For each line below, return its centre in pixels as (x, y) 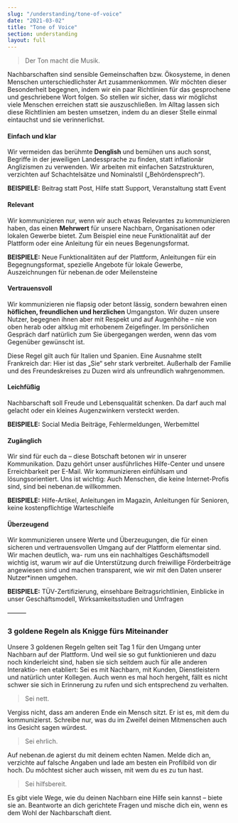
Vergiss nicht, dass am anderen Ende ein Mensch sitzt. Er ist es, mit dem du (118, 712)
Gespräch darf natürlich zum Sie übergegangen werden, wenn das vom (112, 334)
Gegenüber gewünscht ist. (46, 341)
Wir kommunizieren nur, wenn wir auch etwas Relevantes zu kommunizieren (119, 221)
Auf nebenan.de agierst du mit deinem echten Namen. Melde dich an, (109, 755)
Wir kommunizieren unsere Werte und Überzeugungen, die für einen (108, 540)
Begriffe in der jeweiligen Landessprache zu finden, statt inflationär (106, 159)
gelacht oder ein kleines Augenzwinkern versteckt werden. (93, 410)
